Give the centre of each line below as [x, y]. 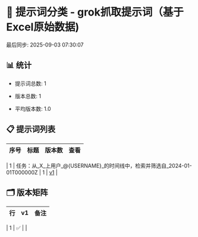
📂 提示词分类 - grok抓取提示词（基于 [95, 12]
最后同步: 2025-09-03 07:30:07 [45, 45]
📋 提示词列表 [31, 130]
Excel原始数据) [43, 27]
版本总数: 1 [28, 96]
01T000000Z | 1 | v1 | [32, 172]
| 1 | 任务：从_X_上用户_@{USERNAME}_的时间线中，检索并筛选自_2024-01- [99, 166]
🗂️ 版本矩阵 [27, 192]
